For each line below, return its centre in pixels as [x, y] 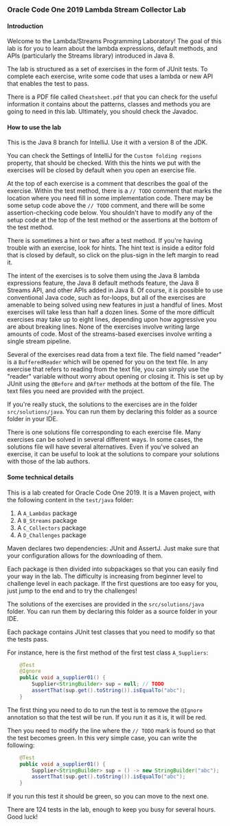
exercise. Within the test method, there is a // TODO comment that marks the [115, 191]
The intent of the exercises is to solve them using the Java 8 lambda [104, 276]
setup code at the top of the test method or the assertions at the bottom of [113, 220]
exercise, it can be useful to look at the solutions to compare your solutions [113, 454]
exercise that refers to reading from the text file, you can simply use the [108, 369]
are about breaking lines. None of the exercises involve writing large [103, 327]
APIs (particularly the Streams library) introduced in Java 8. [91, 56]
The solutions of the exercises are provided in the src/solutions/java [106, 604]
